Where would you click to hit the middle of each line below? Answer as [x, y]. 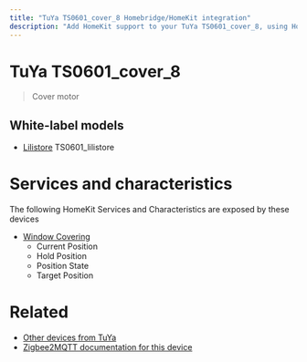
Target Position [65, 275]
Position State [63, 266]
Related [39, 312]
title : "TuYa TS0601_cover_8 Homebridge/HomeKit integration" [130, 18]
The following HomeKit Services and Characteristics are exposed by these [149, 210]
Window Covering [57, 237]
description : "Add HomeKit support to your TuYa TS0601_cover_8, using [148, 26]
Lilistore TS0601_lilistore [69, 148]
